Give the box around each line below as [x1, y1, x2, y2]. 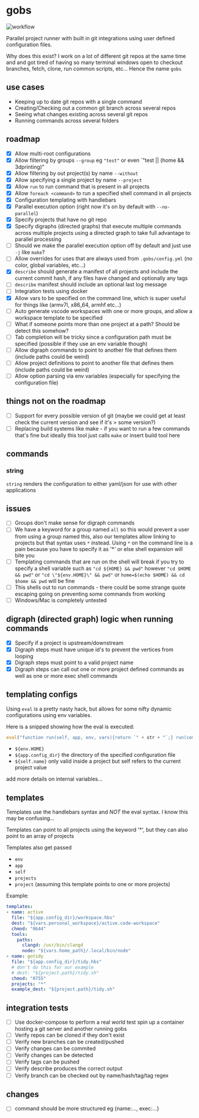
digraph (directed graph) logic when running [6, 614, 174, 625]
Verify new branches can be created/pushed [14, 1039, 124, 1046]
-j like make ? [14, 249, 46, 256]
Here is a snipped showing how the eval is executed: [6, 723, 134, 730]
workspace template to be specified [14, 314, 103, 321]
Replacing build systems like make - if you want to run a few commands [14, 425, 191, 432]
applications [6, 486, 36, 493]
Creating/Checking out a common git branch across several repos [14, 104, 176, 112]
